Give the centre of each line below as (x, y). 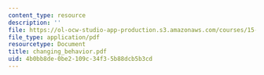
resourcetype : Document (47, 45)
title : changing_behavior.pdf (58, 52)
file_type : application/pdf (54, 37)
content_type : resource (47, 15)
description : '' (35, 23)
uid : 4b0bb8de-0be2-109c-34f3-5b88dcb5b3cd (81, 59)
